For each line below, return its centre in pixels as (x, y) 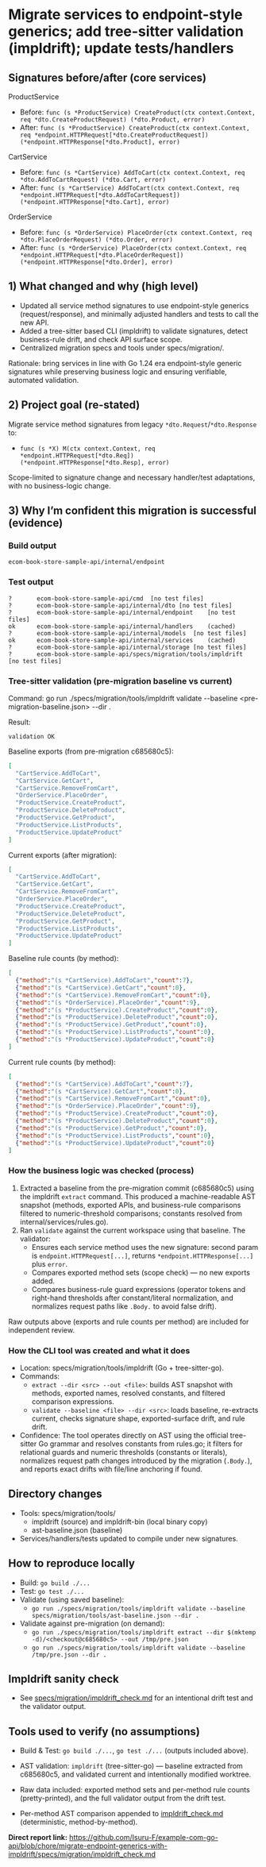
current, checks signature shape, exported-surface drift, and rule (138, 1418)
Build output (33, 546)
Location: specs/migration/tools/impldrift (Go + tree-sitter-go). (122, 1368)
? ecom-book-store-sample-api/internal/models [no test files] (127, 633)
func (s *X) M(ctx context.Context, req (87, 449)
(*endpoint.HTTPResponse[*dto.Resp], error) (94, 462)
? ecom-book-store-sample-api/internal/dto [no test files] (120, 605)
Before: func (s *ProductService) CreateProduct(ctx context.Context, (137, 112)
